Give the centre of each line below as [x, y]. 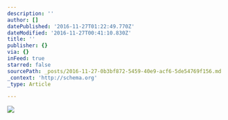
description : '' [30, 13]
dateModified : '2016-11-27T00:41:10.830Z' [69, 33]
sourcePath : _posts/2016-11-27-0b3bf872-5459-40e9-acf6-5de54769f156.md [114, 71]
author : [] [23, 20]
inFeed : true [26, 59]
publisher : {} [28, 46]
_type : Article [29, 84]
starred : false [29, 65]
